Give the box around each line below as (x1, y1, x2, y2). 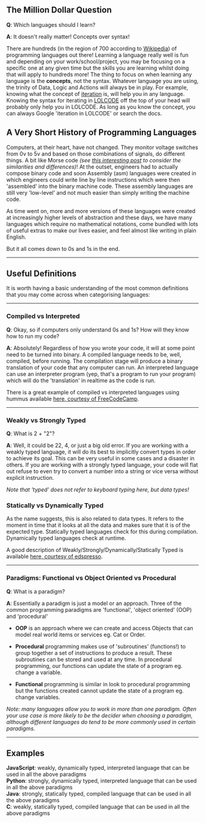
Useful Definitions (6, 269, 77, 279)
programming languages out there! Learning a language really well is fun (6, 51, 189, 59)
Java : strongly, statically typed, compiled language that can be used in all (6, 790, 192, 797)
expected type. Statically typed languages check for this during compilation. (6, 528, 198, 535)
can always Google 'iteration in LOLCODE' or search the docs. (6, 109, 162, 117)
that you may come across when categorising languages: (6, 291, 151, 299)
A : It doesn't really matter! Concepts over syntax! (6, 33, 130, 40)
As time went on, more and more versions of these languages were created (6, 207, 196, 214)
